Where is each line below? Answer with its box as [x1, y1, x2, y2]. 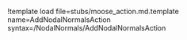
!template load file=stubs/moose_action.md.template [7, 7, 179, 16]
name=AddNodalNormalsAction [7, 15, 112, 24]
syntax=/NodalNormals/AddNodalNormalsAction [7, 24, 166, 32]
